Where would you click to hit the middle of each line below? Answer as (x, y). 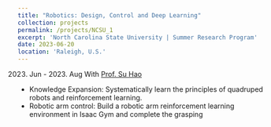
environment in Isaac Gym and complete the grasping (116, 114)
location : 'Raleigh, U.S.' (62, 52)
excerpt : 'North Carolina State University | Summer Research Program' (137, 37)
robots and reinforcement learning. (85, 98)
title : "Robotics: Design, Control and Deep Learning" (110, 15)
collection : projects (53, 23)
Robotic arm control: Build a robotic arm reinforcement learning (132, 106)
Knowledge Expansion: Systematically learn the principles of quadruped (146, 89)
